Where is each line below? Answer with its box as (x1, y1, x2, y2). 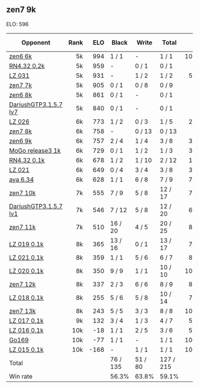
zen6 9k (9, 137, 33, 145)
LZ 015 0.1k (9, 345, 44, 354)
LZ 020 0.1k (9, 267, 44, 275)
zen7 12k (9, 280, 36, 288)
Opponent (21, 38, 50, 46)
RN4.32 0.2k (9, 62, 45, 70)
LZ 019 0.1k (9, 240, 44, 248)
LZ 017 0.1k (9, 316, 44, 324)
